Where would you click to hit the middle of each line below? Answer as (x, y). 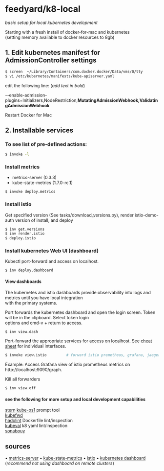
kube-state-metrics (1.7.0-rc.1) (42, 183)
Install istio (18, 204)
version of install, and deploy (44, 220)
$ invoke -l (17, 154)
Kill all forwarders (23, 379)
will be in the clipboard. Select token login (47, 317)
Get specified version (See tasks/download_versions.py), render (70, 215)
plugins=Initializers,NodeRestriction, (41, 100)
